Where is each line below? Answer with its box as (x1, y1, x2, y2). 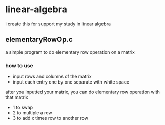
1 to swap (12, 104, 33, 111)
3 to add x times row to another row (12, 115, 89, 121)
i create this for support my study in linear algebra (5, 20, 111, 27)
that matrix (5, 94, 28, 100)
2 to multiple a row (12, 110, 52, 116)
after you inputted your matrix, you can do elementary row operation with (5, 89, 160, 95)
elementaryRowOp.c (5, 35, 73, 44)
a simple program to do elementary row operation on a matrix (5, 49, 135, 55)
